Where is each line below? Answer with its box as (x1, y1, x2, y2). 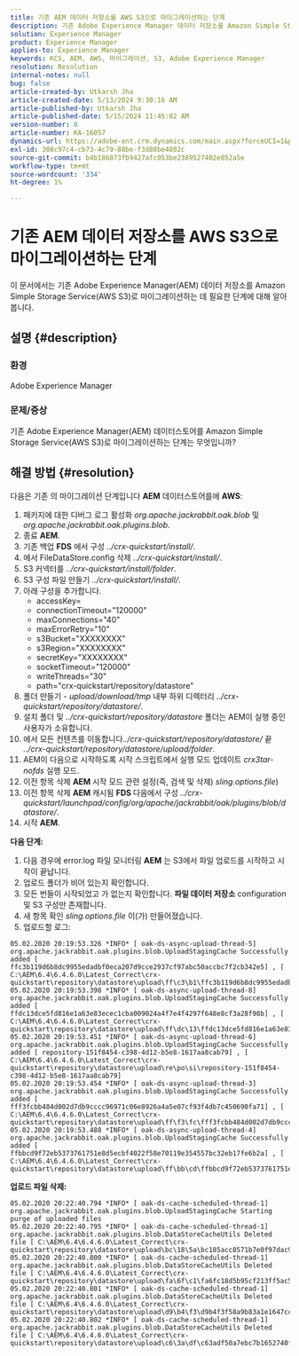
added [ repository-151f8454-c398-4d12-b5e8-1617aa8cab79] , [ (10, 1048, 249, 1057)
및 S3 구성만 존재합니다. (22, 899, 107, 910)
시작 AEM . (22, 817, 60, 828)
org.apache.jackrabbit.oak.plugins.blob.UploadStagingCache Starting (10, 1206, 273, 1216)
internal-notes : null (10, 71, 90, 80)
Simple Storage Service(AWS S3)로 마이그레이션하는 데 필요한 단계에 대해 (10, 291, 271, 302)
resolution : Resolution (10, 63, 98, 72)
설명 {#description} (10, 330, 118, 346)
